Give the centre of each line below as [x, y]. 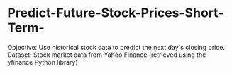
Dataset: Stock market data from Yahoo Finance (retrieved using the [107, 55]
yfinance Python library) [43, 62]
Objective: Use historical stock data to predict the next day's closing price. [116, 47]
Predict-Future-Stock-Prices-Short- [116, 13]
